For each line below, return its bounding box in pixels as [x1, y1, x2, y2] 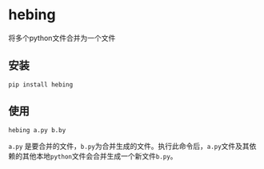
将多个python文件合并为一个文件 [8, 33, 116, 42]
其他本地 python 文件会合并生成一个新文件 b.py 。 [22, 151, 178, 161]
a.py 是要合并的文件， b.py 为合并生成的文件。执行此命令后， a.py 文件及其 [8, 141, 250, 151]
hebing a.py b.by [8, 126, 66, 134]
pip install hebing [8, 80, 74, 89]
